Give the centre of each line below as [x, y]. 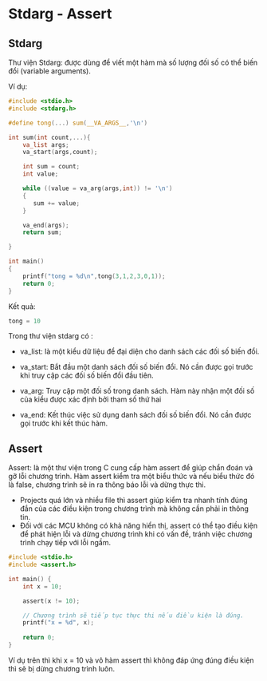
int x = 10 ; [42, 586]
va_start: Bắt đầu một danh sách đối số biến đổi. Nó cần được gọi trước [136, 367]
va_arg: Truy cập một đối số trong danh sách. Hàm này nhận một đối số [137, 391]
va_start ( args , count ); [60, 152]
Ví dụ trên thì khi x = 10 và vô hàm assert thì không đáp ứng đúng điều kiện [131, 660]
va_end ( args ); [46, 225]
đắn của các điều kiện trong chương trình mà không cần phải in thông [134, 509]
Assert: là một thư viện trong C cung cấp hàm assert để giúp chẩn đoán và [131, 468]
